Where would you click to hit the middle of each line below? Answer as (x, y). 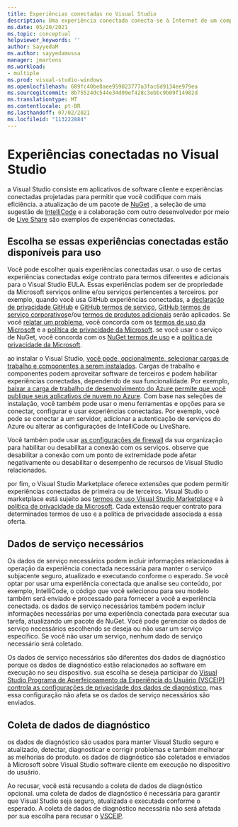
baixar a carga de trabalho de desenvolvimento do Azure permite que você (117, 389)
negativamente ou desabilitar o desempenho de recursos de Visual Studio (115, 463)
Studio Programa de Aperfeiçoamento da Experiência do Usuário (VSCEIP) (116, 680)
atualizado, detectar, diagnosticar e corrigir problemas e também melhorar (116, 749)
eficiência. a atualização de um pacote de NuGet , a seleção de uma (107, 204)
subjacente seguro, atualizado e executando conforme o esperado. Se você (118, 576)
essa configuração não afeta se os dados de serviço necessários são (109, 695)
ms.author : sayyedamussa (44, 54)
